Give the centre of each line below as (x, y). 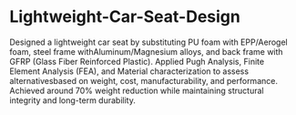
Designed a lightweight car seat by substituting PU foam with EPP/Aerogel (149, 42)
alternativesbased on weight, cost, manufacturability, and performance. (143, 80)
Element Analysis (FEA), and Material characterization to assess (129, 71)
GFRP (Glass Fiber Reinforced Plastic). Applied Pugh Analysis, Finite (137, 61)
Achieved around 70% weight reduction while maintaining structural (137, 90)
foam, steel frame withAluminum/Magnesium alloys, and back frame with (147, 51)
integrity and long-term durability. (73, 100)
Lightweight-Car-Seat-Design (125, 17)
